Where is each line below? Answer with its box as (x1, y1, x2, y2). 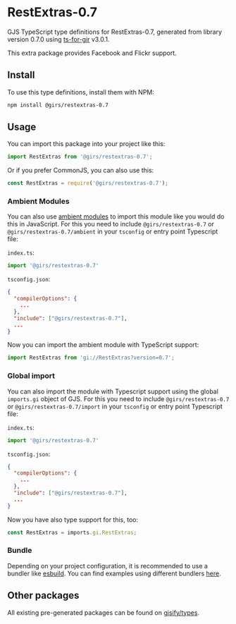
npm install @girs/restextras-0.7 (7, 102, 109, 109)
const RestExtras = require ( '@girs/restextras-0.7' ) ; (7, 180, 169, 187)
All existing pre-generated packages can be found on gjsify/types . (7, 608, 199, 617)
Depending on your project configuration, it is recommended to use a (7, 561, 208, 570)
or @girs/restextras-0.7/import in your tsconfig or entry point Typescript (7, 402, 223, 410)
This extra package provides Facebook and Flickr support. (7, 49, 178, 57)
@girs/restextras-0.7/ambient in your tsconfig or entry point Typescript (7, 227, 218, 236)
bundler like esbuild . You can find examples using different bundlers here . (7, 569, 222, 577)
